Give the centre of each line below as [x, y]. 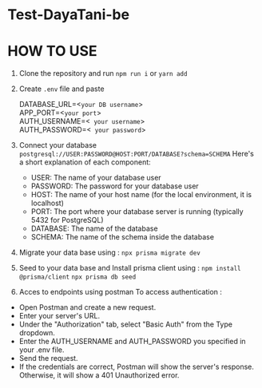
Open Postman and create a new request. [87, 307]
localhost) [48, 203]
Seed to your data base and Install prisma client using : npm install [130, 268]
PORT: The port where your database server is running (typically [137, 212]
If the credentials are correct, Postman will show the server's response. [137, 367]
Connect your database [58, 145]
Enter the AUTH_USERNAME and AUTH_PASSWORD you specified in [132, 342]
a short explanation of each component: [85, 162]
